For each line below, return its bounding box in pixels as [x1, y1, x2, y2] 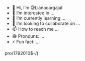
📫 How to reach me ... [12, 26, 59, 32]
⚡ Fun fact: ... [12, 39, 40, 45]
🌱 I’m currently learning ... [12, 15, 66, 21]
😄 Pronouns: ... [12, 33, 45, 39]
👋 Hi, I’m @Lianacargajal [12, 5, 62, 10]
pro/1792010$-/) [5, 50, 39, 56]
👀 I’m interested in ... [12, 10, 55, 16]
